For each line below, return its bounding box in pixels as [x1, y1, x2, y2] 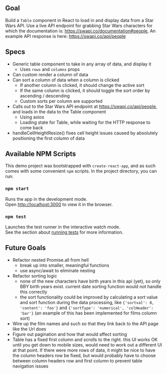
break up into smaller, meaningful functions [19, 262, 109, 268]
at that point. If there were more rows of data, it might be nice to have [12, 347, 156, 353]
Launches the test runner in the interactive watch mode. [5, 224, 121, 230]
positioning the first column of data [12, 135, 85, 141]
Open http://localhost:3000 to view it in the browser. [5, 201, 113, 207]
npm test [5, 214, 26, 219]
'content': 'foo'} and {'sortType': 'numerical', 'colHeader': [19, 305, 153, 311]
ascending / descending [19, 92, 70, 99]
